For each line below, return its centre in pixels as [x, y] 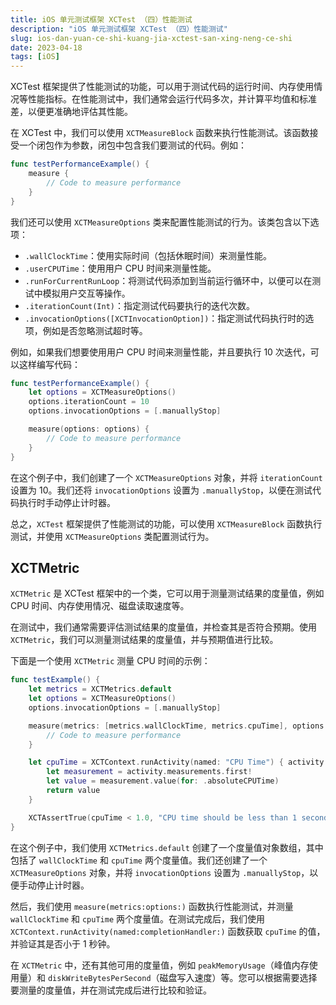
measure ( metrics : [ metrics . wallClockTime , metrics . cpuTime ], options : [178, 726]
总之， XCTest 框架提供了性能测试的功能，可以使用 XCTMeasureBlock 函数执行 [166, 523]
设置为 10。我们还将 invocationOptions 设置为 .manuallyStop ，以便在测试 [161, 490]
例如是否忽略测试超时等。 [95, 330]
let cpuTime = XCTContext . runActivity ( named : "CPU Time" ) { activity [176, 762]
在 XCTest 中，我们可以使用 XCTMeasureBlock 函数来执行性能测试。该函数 [160, 133]
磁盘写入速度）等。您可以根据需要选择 [238, 977]
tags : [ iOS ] [35, 57]
